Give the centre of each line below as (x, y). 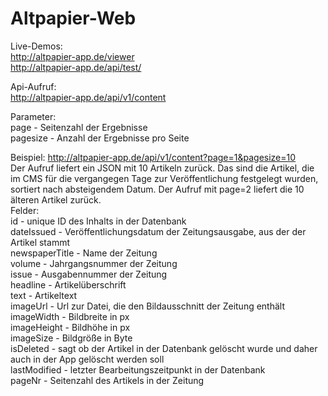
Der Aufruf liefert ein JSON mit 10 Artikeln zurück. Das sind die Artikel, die (162, 168)
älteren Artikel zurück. (56, 199)
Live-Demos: (36, 46)
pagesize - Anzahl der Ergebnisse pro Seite (100, 138)
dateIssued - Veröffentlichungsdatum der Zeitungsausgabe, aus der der (158, 231)
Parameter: (33, 116)
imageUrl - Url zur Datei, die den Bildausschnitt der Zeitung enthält (148, 306)
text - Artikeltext (44, 295)
